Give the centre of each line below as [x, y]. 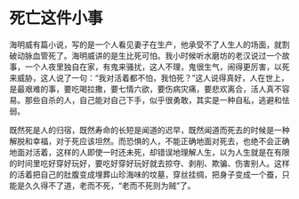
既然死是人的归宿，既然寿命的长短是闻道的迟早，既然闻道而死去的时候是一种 [149, 130]
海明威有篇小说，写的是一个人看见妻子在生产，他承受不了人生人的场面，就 [145, 44]
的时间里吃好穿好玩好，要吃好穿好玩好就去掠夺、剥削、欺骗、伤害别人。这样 [149, 163]
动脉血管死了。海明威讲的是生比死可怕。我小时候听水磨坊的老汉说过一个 [149, 55]
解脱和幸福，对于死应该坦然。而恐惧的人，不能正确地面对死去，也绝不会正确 [149, 141]
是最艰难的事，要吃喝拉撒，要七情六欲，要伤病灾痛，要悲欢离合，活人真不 [145, 89]
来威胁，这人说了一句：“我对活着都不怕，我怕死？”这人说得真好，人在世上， [149, 77]
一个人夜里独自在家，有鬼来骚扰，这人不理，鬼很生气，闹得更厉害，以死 [157, 67]
